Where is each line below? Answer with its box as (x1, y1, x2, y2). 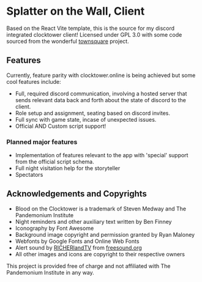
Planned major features (6, 138, 78, 146)
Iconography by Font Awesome (15, 224, 94, 232)
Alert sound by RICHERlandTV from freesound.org (15, 243, 142, 251)
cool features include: (6, 78, 61, 85)
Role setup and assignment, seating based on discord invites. (15, 109, 170, 117)
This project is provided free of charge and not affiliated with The (6, 262, 171, 270)
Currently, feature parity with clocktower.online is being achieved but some (6, 72, 196, 79)
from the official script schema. (15, 158, 95, 166)
